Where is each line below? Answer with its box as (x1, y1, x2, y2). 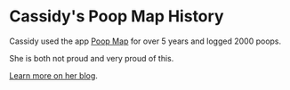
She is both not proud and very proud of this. (9, 53, 174, 63)
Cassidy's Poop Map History (9, 6, 224, 27)
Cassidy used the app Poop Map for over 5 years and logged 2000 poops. (9, 36, 282, 46)
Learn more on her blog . (9, 70, 98, 81)
